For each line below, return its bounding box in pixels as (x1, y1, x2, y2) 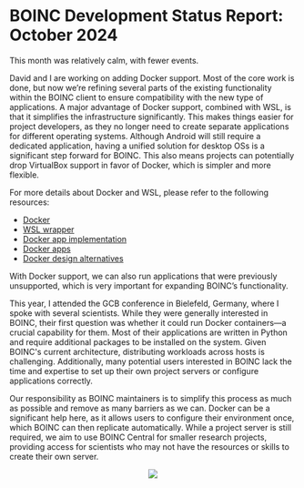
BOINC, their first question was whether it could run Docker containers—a (9, 317, 287, 328)
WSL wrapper (22, 224, 75, 235)
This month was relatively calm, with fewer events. (9, 55, 199, 66)
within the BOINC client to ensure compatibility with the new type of (9, 92, 264, 103)
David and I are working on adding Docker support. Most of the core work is (9, 72, 295, 83)
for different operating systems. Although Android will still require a (9, 130, 261, 141)
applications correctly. (9, 375, 94, 386)
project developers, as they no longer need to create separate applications (9, 120, 289, 132)
